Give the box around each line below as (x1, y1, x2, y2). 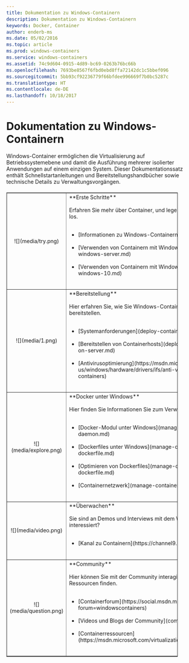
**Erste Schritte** (69, 194, 117, 201)
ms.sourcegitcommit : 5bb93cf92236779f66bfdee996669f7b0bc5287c (6, 73, 169, 80)
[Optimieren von (78, 463, 119, 470)
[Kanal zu (78, 540, 102, 547)
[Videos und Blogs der (78, 617, 134, 624)
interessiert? (69, 521, 100, 529)
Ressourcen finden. (69, 580, 118, 587)
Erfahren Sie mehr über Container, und (69, 206, 165, 214)
